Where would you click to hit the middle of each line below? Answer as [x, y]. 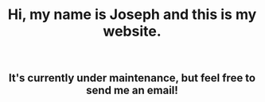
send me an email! [132, 91]
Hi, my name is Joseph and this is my [132, 15]
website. [132, 31]
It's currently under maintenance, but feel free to [132, 78]
